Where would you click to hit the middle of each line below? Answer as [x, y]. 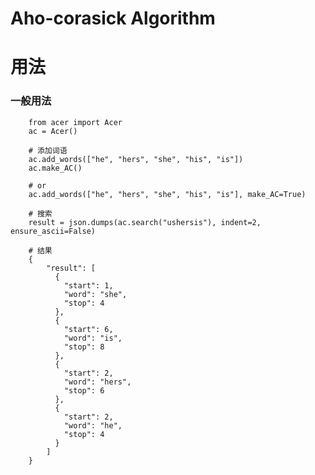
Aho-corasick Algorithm [113, 18]
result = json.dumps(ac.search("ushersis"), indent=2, [145, 222]
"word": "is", [93, 338]
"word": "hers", [97, 382]
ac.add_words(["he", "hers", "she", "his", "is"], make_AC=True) [167, 194]
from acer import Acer [75, 122]
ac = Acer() [53, 131]
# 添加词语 [48, 150]
